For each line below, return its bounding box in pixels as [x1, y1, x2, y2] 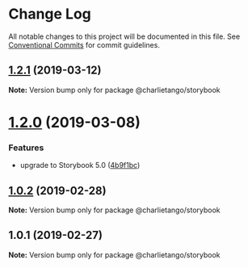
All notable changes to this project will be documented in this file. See [8, 31, 241, 41]
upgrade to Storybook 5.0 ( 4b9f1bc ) [19, 161, 141, 170]
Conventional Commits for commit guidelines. [8, 40, 160, 49]
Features [8, 142, 44, 153]
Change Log [8, 5, 91, 23]
